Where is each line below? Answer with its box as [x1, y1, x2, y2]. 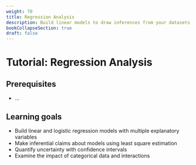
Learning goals [6, 112, 62, 122]
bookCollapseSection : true [6, 25, 72, 31]
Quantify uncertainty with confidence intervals [14, 146, 127, 153]
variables [14, 133, 37, 140]
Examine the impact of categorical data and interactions [14, 152, 150, 159]
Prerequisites [6, 79, 56, 89]
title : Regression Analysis [6, 14, 75, 20]
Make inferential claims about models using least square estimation [14, 139, 177, 147]
